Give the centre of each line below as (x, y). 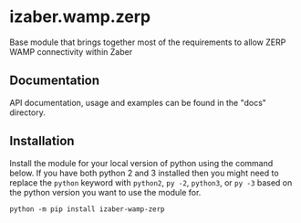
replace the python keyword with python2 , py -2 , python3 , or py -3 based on (151, 182)
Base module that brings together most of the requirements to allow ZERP (148, 42)
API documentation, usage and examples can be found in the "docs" (138, 102)
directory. (27, 112)
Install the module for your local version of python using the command (141, 163)
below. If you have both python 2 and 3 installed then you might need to (145, 173)
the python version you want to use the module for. (105, 192)
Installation (42, 141)
